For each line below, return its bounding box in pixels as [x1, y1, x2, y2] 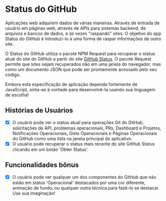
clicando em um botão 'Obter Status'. [12, 146, 89, 152]
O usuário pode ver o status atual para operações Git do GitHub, [12, 119, 144, 125]
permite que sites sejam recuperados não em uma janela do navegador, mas [5, 61, 161, 67]
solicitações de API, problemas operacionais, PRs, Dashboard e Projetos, [12, 125, 162, 131]
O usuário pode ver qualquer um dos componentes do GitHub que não [12, 174, 157, 180]
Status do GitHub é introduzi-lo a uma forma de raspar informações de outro [5, 36, 162, 42]
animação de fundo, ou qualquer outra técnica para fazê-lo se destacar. [12, 185, 160, 191]
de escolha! [5, 92, 29, 98]
